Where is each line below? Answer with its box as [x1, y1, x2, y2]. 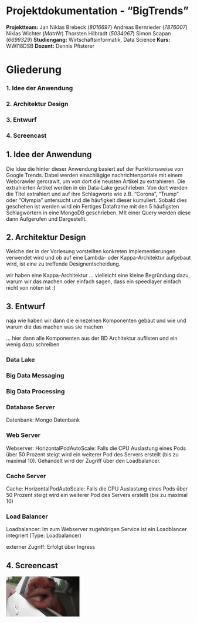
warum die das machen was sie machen [6, 323, 104, 330]
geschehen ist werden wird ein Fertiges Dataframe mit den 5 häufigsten [6, 203, 179, 210]
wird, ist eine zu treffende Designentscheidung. [6, 260, 121, 267]
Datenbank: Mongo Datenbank [6, 416, 80, 423]
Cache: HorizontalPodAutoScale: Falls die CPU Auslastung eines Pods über [6, 485, 188, 492]
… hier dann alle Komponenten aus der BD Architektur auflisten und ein [6, 334, 178, 342]
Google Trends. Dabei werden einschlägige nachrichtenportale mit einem [6, 171, 183, 178]
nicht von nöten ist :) [6, 284, 56, 291]
